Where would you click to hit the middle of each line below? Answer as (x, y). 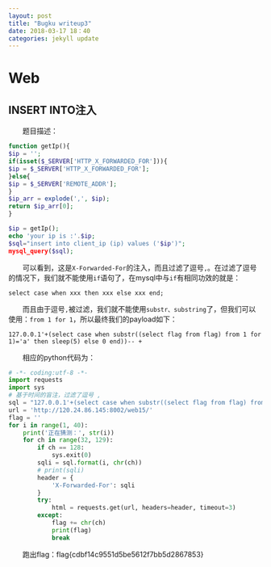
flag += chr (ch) (79, 523)
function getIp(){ (39, 146)
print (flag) (71, 530)
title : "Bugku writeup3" (50, 23)
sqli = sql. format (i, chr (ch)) (90, 463)
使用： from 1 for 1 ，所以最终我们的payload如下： (93, 319)
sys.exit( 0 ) (71, 456)
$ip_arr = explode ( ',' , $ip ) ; (59, 199)
